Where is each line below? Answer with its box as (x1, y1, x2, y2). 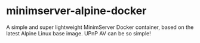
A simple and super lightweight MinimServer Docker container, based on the (6, 24, 194, 31)
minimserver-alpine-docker (6, 4, 147, 18)
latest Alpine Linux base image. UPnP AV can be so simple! (6, 29, 151, 37)
